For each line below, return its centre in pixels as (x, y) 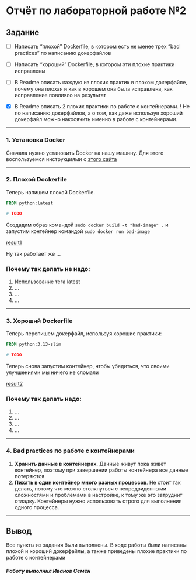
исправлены (30, 71)
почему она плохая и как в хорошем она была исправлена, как (94, 89)
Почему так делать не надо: (48, 269)
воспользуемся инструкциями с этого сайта (62, 159)
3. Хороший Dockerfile (39, 321)
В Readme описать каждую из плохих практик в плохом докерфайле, (101, 83)
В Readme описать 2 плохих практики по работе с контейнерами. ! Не (102, 107)
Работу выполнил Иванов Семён (48, 571)
